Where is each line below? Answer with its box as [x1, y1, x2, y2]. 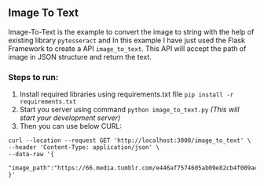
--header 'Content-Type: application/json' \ [8, 144, 159, 151]
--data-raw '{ [8, 151, 55, 159]
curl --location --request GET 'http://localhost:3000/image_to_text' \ [8, 137, 251, 144]
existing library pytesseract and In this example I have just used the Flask [8, 35, 246, 45]
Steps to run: [8, 71, 59, 82]
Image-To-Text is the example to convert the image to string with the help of [8, 27, 255, 36]
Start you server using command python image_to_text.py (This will [19, 105, 240, 115]
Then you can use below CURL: [19, 122, 122, 131]
